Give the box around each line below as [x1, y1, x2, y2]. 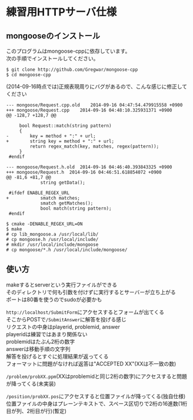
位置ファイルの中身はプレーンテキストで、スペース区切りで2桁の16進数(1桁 [6, 400, 188, 407]
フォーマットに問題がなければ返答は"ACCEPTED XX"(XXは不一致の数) [6, 360, 177, 367]
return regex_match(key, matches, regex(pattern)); [29, 144, 159, 149]
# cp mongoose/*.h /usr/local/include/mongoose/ [6, 247, 128, 253]
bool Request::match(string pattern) [19, 123, 112, 129]
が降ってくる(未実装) [6, 380, 56, 387]
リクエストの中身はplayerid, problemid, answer [6, 323, 121, 330]
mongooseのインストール [6, 31, 100, 41]
